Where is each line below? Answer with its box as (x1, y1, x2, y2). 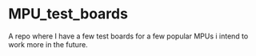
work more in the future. (8, 39, 88, 49)
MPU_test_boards (8, 5, 128, 23)
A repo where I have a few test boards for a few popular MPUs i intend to (8, 31, 249, 41)
